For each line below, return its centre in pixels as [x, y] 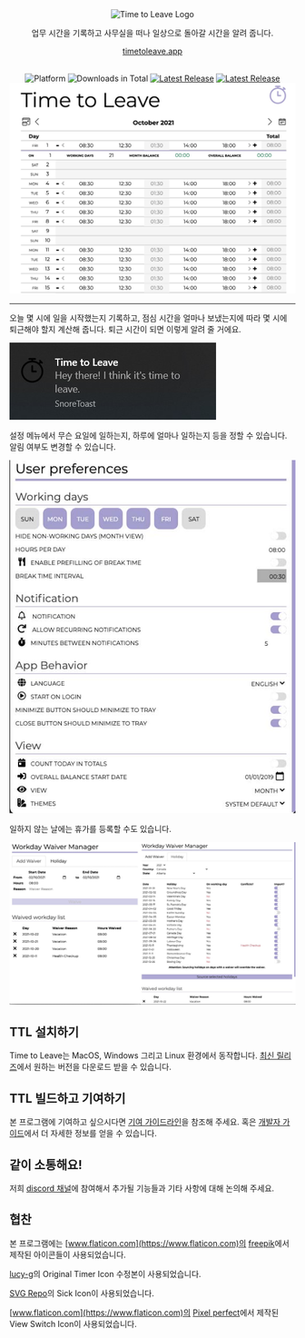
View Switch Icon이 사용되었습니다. [74, 1323]
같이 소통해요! [46, 1165]
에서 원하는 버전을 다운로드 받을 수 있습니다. [94, 1067]
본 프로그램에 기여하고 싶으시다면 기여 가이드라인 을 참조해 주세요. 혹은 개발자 [145, 1122]
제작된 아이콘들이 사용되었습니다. [68, 1254]
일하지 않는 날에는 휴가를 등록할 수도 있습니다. [91, 828]
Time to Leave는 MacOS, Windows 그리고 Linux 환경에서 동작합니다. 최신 [142, 1056]
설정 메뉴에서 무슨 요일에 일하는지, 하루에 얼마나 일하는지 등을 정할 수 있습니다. [148, 435]
